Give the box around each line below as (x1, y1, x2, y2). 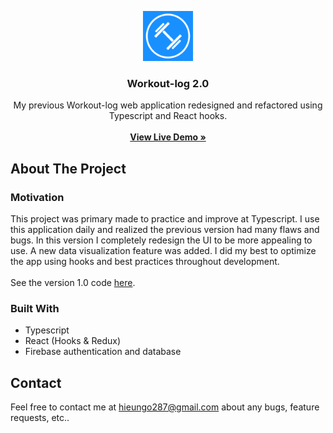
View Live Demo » (129, 131, 207, 143)
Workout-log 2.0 (126, 76, 210, 90)
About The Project (10, 160, 127, 177)
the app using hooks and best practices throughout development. (10, 255, 280, 267)
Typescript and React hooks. (108, 110, 228, 122)
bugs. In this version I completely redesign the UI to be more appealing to (10, 234, 313, 246)
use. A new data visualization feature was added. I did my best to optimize (10, 244, 317, 256)
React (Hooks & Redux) (24, 335, 122, 347)
